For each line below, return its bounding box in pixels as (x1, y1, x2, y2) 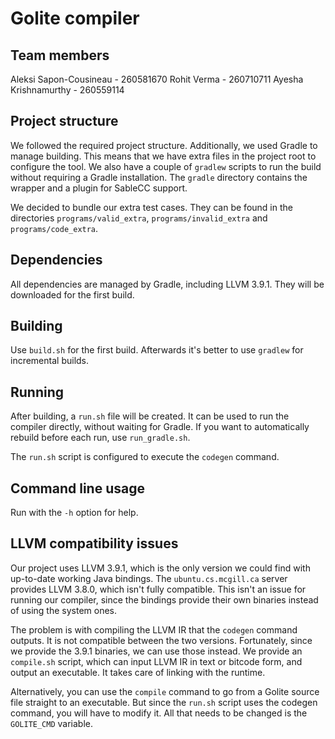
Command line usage (10, 480, 145, 497)
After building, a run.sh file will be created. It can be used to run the (10, 410, 290, 422)
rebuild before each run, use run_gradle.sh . (10, 432, 191, 444)
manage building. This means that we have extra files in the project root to (10, 150, 317, 162)
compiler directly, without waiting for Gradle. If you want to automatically (10, 421, 310, 433)
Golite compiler (10, 7, 140, 30)
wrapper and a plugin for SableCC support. (10, 182, 188, 194)
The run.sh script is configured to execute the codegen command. (10, 451, 280, 463)
